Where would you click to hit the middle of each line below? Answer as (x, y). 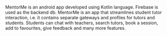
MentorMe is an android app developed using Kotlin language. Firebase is (82, 7)
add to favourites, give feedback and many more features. (66, 28)
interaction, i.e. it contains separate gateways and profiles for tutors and (80, 18)
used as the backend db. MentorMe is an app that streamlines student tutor (84, 12)
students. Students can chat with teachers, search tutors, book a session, (82, 23)
